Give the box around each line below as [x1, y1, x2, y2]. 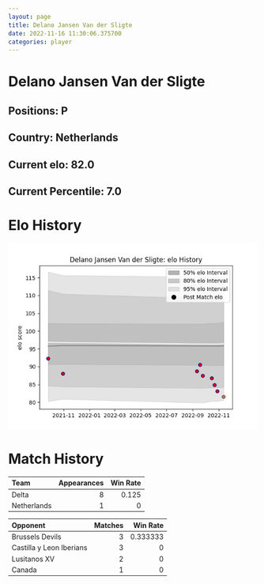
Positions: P [8, 104, 69, 118]
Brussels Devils [11, 532, 62, 541]
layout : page [8, 13, 51, 21]
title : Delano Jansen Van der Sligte [8, 21, 133, 29]
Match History [8, 450, 104, 468]
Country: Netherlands [8, 131, 119, 145]
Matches [93, 520, 124, 529]
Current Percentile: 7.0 [8, 185, 123, 198]
